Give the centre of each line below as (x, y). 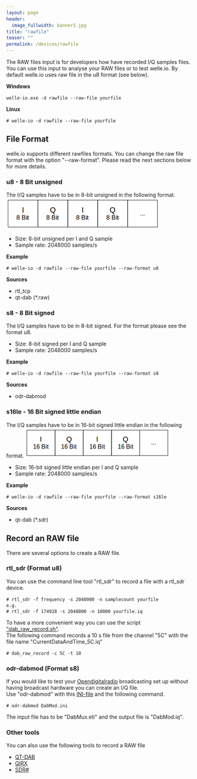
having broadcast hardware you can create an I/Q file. (73, 688)
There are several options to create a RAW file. (64, 553)
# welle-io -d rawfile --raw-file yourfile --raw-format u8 (83, 269)
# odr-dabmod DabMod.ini (37, 706)
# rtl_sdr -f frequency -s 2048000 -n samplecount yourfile (83, 599)
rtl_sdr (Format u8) (34, 568)
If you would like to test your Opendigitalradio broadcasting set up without (97, 681)
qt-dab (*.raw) (32, 298)
